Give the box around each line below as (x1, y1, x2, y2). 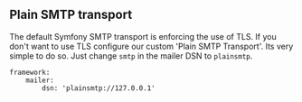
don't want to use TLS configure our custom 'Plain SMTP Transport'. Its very (9, 41, 294, 51)
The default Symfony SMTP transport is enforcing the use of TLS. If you (9, 31, 278, 42)
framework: (9, 68, 51, 77)
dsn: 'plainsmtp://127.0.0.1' (42, 83, 156, 93)
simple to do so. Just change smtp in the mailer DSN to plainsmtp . (9, 50, 253, 61)
